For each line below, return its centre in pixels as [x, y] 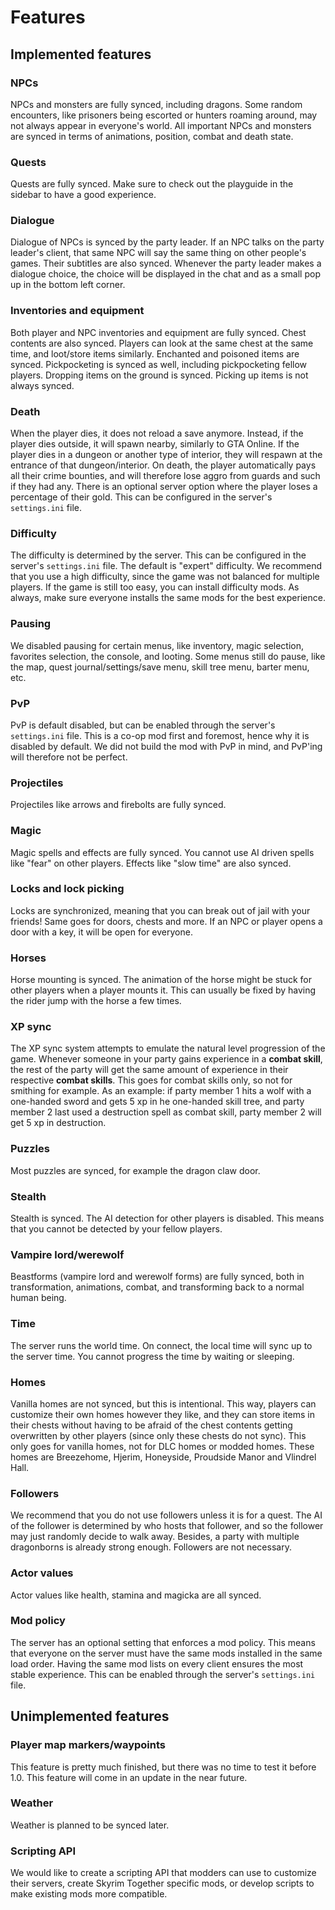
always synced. [42, 385]
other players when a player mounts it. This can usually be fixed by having [163, 990]
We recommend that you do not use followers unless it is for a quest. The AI [166, 1515]
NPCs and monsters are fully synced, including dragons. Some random [156, 104]
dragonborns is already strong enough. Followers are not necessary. [151, 1547]
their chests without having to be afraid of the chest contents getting [151, 1425]
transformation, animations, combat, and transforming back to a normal [157, 1287]
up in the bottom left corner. [68, 285]
